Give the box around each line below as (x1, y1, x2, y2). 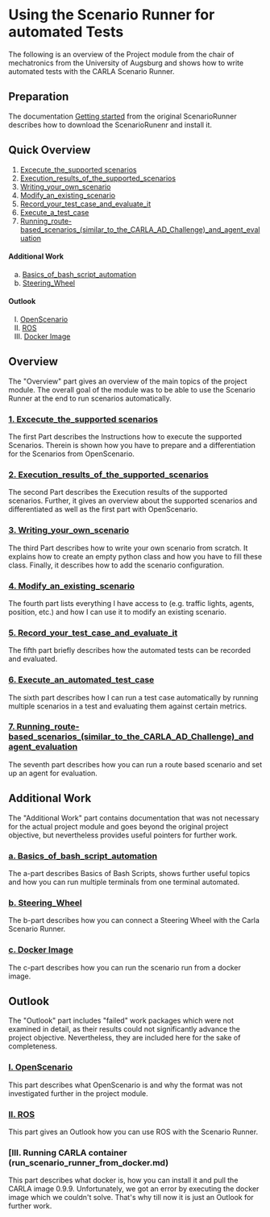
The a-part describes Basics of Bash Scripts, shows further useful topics (8, 868, 251, 878)
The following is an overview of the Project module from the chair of (8, 49, 235, 59)
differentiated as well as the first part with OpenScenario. (8, 505, 198, 514)
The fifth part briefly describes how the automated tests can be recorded (8, 646, 251, 655)
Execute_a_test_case (19, 207, 89, 217)
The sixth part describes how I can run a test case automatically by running (8, 692, 259, 702)
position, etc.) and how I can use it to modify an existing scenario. (8, 607, 227, 617)
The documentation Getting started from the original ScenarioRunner (8, 111, 238, 121)
